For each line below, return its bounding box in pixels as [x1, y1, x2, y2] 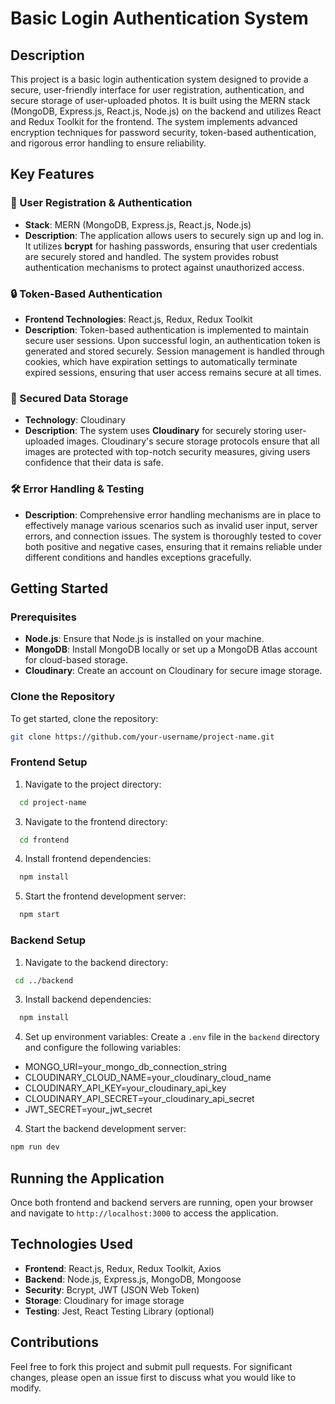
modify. [10, 1382, 42, 1394]
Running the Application [10, 1170, 165, 1187]
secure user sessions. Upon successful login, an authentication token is [24, 334, 321, 346]
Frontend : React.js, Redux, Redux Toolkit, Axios [24, 1262, 222, 1274]
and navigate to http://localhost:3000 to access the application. [10, 1207, 279, 1219]
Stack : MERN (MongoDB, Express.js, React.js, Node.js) [24, 218, 252, 231]
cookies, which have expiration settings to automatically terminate [24, 355, 298, 367]
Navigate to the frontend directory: [24, 815, 168, 827]
